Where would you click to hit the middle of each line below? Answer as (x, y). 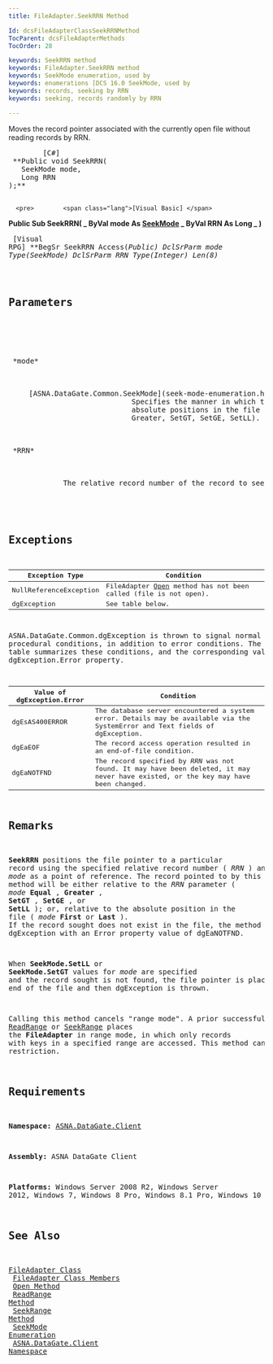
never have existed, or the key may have (172, 777)
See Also (35, 1235)
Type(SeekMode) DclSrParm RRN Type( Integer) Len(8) (114, 255)
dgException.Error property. (66, 660)
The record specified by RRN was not (165, 761)
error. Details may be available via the (172, 718)
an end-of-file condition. (145, 751)
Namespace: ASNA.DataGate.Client (75, 1126)
